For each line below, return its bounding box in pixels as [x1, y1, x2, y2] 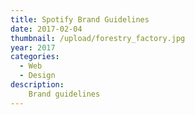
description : [10, 80, 65, 90]
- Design [19, 71, 56, 81]
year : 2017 [10, 42, 56, 53]
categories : [10, 52, 60, 62]
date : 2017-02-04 [10, 24, 83, 34]
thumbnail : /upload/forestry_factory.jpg [10, 33, 186, 43]
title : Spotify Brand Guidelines [10, 14, 150, 25]
